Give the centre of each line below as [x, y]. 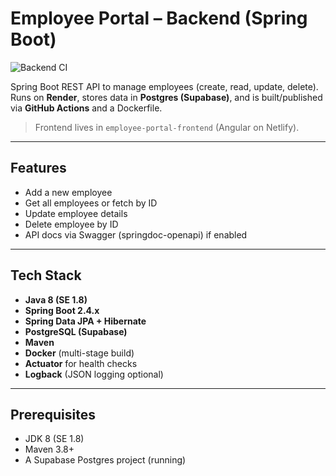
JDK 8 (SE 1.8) [54, 439]
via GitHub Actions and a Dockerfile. [86, 108]
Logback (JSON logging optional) [94, 374]
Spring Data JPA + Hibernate [85, 321]
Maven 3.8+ [49, 449]
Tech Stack [46, 275]
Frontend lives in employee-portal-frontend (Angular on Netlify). [167, 127]
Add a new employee [68, 192]
